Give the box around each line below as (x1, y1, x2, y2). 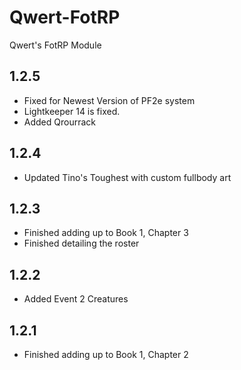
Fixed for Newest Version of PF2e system (23, 94, 196, 106)
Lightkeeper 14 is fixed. (23, 105, 121, 117)
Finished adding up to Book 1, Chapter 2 (23, 349, 189, 360)
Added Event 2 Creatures (23, 293, 129, 305)
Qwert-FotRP (9, 6, 121, 29)
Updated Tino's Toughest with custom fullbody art (23, 171, 232, 183)
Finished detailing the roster (23, 237, 140, 250)
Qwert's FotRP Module (9, 39, 102, 51)
